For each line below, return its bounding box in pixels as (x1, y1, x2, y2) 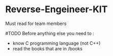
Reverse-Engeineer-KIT (5, 4, 108, 15)
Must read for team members (5, 20, 67, 26)
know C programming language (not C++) (12, 40, 101, 46)
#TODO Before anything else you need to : (5, 30, 94, 36)
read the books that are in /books (12, 45, 83, 51)
